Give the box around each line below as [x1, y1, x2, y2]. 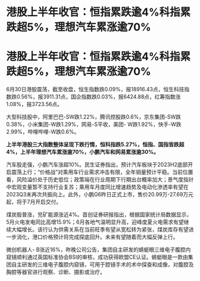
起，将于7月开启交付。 [6, 198, 61, 206]
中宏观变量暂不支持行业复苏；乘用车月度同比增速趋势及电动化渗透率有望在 [6, 183, 189, 191]
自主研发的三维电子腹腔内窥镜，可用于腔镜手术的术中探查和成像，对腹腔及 [11, 261, 194, 268]
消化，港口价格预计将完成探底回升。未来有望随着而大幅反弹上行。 [16, 233, 179, 240]
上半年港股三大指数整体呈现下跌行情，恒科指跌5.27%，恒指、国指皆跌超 [6, 141, 185, 148]
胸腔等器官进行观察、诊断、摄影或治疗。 [6, 268, 105, 276]
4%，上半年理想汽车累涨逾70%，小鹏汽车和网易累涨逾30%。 [6, 149, 159, 156]
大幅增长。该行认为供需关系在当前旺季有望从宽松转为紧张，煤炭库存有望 [11, 226, 189, 233]
